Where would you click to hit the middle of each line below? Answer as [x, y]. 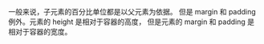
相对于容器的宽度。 [40, 32]
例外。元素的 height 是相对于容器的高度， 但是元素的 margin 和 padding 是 [132, 22]
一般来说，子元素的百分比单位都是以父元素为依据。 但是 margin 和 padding [132, 12]
